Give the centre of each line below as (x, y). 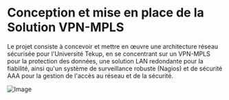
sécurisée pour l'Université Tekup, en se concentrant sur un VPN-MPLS (109, 54)
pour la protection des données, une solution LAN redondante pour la (106, 61)
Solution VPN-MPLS (66, 27)
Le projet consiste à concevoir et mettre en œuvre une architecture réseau (113, 46)
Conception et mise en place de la (106, 13)
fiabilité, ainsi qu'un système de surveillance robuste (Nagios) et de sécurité (115, 68)
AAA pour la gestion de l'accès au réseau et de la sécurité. (90, 76)
